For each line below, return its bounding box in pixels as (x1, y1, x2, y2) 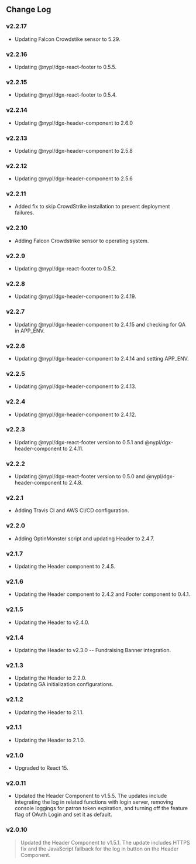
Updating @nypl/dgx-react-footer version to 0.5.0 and (14, 473, 145, 480)
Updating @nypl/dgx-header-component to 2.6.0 (14, 119, 133, 126)
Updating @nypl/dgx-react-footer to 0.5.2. (14, 265, 117, 272)
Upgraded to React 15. (14, 764, 68, 772)
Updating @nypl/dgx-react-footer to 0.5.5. (14, 63, 117, 70)
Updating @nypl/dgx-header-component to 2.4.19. (14, 293, 136, 300)
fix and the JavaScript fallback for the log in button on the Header (20, 845, 179, 852)
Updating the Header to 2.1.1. (14, 708, 84, 716)
